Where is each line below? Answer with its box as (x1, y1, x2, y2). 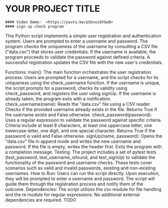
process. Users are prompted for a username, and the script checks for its (5, 74, 159, 80)
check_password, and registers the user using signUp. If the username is (5, 90, 156, 96)
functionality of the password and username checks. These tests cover (5, 159, 152, 165)
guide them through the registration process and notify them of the (5, 181, 144, 187)
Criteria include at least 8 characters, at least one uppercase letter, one (5, 122, 152, 128)
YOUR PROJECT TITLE (5, 3, 100, 15)
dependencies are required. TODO (5, 196, 76, 203)
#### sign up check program (5, 24, 64, 29)
